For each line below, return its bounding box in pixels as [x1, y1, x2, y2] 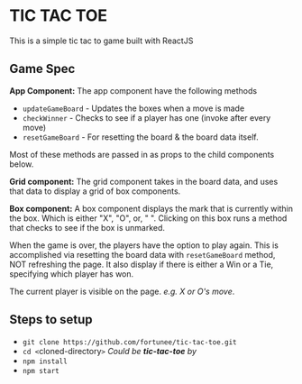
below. [9, 159, 34, 169]
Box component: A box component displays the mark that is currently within [9, 203, 293, 214]
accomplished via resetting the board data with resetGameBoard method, [9, 249, 276, 260]
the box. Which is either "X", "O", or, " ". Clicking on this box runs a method [9, 213, 288, 224]
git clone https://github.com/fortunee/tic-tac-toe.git [22, 337, 237, 347]
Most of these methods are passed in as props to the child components [9, 149, 275, 160]
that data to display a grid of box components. [9, 186, 181, 197]
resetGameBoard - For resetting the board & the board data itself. [22, 132, 259, 142]
